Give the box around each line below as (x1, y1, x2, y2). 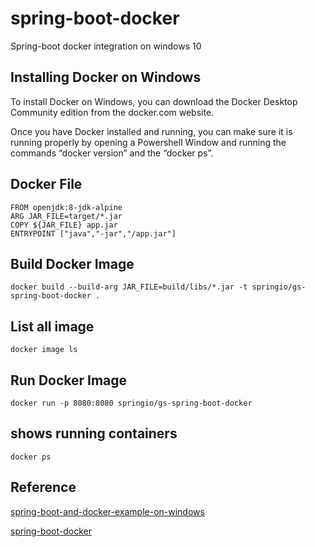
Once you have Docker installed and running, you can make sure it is (10, 125, 293, 137)
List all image (10, 318, 95, 335)
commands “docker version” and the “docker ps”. (10, 147, 214, 159)
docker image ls (10, 345, 78, 355)
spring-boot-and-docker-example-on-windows (10, 505, 205, 517)
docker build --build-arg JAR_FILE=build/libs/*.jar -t (10, 282, 248, 292)
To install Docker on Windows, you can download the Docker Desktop (10, 95, 298, 107)
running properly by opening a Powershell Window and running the (10, 136, 287, 148)
